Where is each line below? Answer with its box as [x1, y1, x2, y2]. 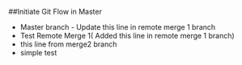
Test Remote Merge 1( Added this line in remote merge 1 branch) [19, 31, 235, 40]
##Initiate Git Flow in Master [8, 7, 103, 16]
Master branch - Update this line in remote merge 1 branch [19, 22, 216, 31]
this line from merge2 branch [19, 39, 117, 49]
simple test [19, 48, 57, 57]
